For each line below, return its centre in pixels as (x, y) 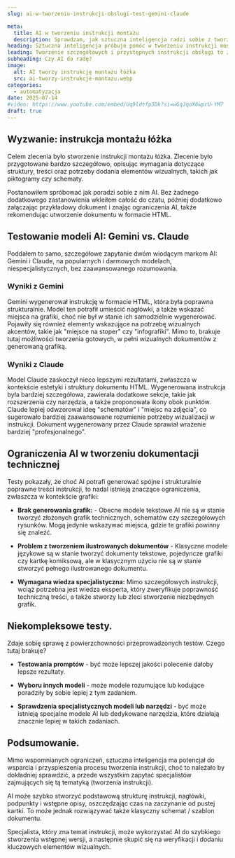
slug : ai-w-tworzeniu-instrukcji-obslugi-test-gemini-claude (98, 14)
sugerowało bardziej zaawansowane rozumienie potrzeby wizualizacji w (111, 417)
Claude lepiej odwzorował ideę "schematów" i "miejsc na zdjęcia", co (107, 410)
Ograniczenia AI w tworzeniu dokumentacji (103, 454)
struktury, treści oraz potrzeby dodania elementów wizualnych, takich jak (113, 171)
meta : (15, 26)
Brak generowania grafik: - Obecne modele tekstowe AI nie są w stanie (121, 510)
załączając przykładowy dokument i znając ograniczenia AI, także (102, 207)
